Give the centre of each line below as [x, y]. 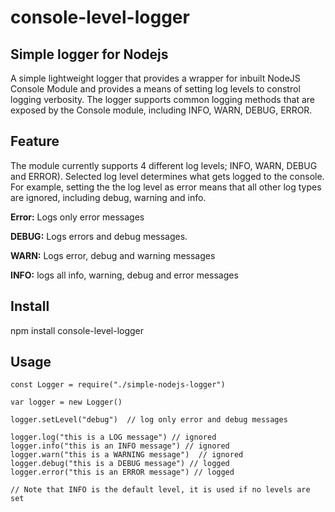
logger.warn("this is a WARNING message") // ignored [127, 455]
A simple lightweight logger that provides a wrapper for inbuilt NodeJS [155, 78]
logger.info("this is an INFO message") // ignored [120, 446]
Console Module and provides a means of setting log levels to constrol [155, 89]
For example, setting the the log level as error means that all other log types [166, 187]
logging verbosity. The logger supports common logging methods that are [162, 99]
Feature [35, 141]
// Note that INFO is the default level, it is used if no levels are [160, 490]
